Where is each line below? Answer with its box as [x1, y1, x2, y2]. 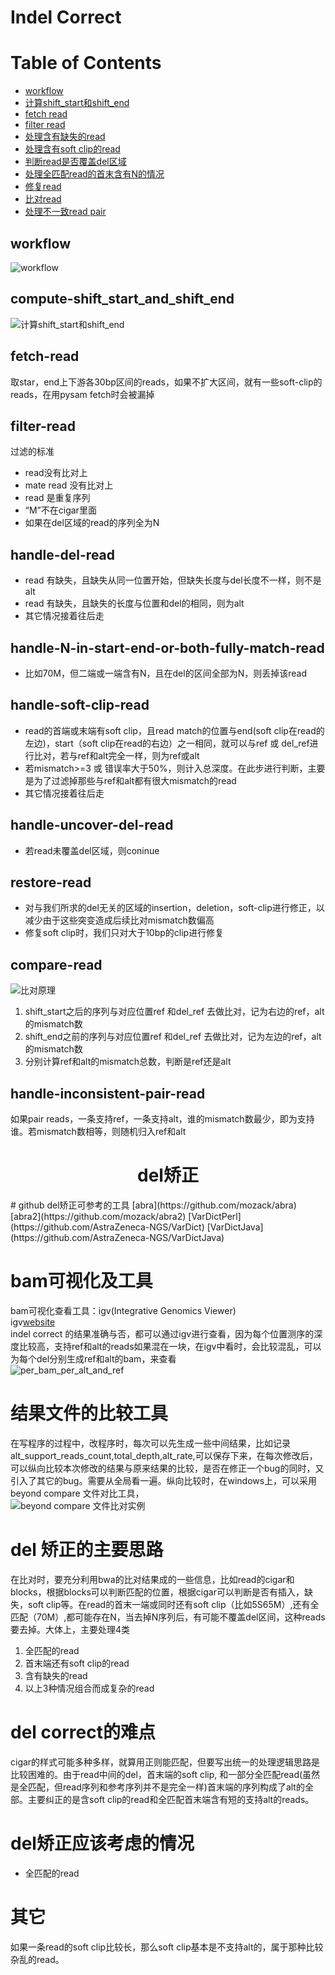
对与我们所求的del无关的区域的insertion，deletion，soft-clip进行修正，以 [24, 902, 325, 914]
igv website [10, 1316, 56, 1328]
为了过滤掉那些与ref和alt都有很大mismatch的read [33, 774, 237, 786]
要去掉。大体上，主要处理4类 [10, 1623, 131, 1635]
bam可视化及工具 [10, 1270, 153, 1293]
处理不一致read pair [24, 206, 107, 218]
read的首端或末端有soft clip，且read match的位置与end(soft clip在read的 [24, 724, 325, 736]
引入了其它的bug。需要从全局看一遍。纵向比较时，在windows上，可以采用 [10, 1474, 318, 1486]
